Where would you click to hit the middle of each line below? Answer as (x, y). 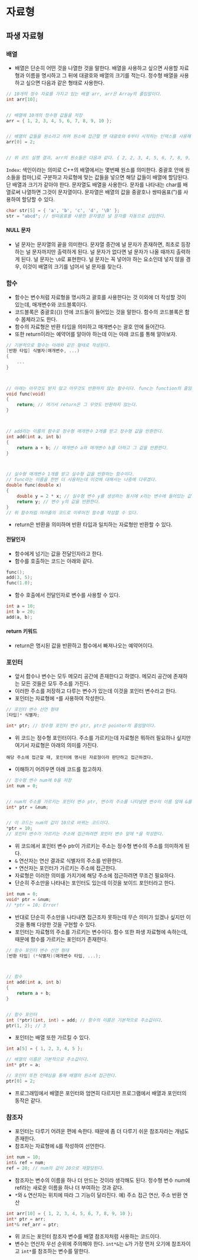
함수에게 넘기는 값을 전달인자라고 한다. (59, 553)
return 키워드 (22, 631)
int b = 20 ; (21, 612)
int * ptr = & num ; (27, 807)
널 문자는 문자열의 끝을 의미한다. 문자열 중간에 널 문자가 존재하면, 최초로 (97, 244)
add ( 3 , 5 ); (19, 577)
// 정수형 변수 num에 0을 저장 (39, 780)
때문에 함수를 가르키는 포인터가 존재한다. (61, 939)
